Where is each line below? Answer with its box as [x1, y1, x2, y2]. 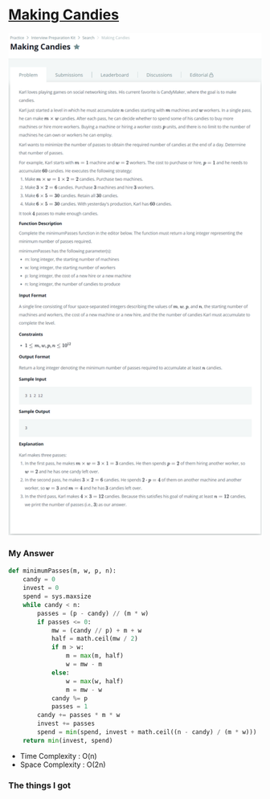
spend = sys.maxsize [22, 592, 92, 600]
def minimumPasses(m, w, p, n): [8, 567, 117, 576]
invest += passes [37, 719, 95, 728]
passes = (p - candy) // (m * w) [37, 609, 149, 617]
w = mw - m [65, 661, 103, 669]
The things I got [8, 780, 71, 791]
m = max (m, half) [65, 652, 125, 660]
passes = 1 [51, 703, 88, 711]
